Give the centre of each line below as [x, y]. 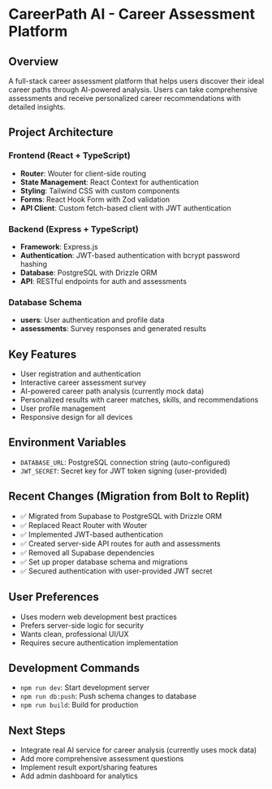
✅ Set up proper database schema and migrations [104, 561]
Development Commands [74, 668]
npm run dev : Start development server [85, 687]
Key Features [43, 354]
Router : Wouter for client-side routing [83, 173]
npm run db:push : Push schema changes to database [108, 696]
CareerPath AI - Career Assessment [132, 14]
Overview [34, 61]
